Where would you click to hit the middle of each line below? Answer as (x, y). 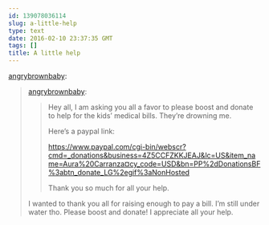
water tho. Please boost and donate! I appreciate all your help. (130, 212)
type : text (26, 31)
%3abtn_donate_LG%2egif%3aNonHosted (119, 172)
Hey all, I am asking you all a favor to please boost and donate (151, 107)
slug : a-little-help (43, 23)
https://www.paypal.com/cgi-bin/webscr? (117, 147)
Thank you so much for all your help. (109, 188)
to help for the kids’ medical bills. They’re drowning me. (140, 116)
